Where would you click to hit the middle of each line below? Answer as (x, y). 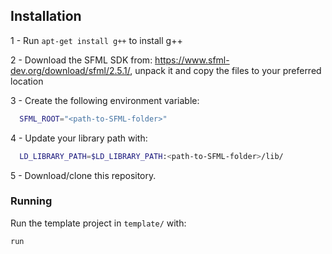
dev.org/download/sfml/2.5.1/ (70, 70)
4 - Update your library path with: (79, 138)
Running (31, 201)
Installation (46, 16)
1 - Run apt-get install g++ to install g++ (96, 40)
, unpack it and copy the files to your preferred (225, 70)
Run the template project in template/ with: (98, 223)
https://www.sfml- (192, 60)
